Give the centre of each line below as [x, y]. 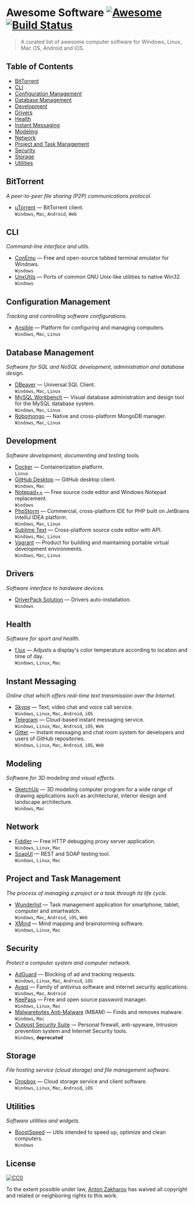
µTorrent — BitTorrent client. [49, 207]
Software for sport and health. [43, 639]
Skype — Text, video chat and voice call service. [74, 707]
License [21, 1163]
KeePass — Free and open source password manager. [81, 999]
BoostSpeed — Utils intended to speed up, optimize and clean [90, 1132]
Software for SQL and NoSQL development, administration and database [95, 367]
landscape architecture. [43, 802]
